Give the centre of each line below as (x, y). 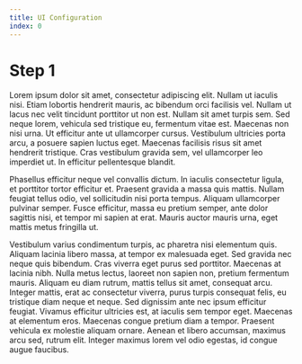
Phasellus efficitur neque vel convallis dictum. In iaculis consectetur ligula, (147, 180)
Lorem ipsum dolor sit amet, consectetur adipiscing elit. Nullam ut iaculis (144, 95)
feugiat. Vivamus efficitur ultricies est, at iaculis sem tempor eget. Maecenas (151, 312)
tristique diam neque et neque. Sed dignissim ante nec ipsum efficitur (138, 302)
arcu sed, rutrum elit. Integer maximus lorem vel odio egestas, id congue (143, 340)
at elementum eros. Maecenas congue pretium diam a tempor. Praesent (142, 321)
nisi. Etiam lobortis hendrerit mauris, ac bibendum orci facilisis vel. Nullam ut (151, 105)
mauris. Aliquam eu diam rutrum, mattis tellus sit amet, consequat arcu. (141, 283)
